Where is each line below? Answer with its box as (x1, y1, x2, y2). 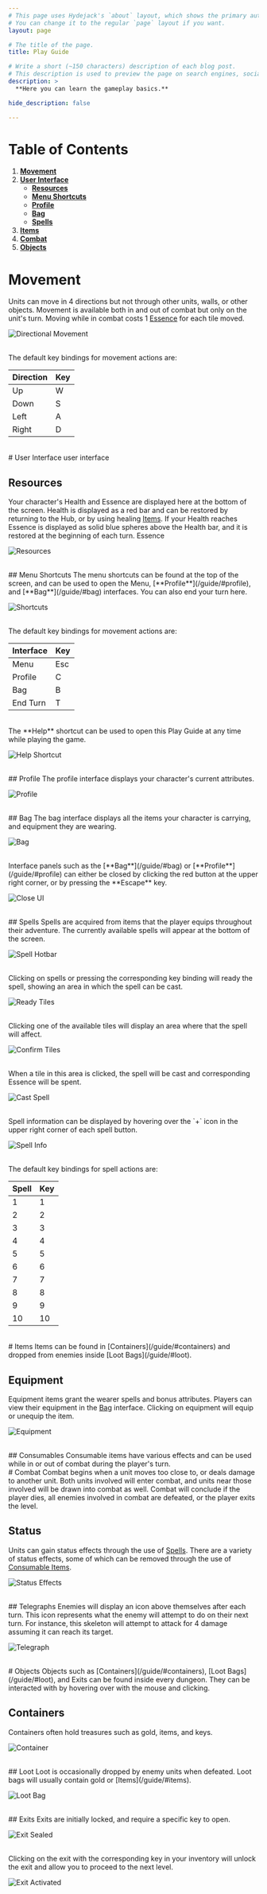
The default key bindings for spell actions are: (8, 1165, 158, 1174)
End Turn (12, 698, 46, 709)
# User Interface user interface (8, 453, 110, 462)
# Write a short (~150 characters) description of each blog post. (8, 63, 237, 71)
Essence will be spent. (8, 1077, 82, 1087)
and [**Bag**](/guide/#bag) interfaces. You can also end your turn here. (8, 587, 248, 597)
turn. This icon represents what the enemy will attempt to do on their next (8, 1610, 249, 1620)
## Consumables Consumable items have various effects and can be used (8, 1451, 252, 1460)
